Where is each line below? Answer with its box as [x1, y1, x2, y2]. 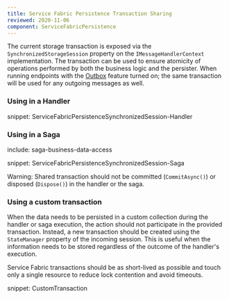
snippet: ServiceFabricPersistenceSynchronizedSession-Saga [7, 159, 185, 167]
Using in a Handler [7, 97, 71, 106]
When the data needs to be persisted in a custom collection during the [7, 213, 208, 221]
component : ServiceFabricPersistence [7, 23, 117, 30]
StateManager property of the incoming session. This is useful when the [7, 235, 211, 243]
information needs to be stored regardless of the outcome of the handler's [7, 243, 220, 251]
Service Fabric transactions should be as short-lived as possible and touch [7, 264, 221, 272]
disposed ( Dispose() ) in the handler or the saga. [7, 179, 144, 188]
